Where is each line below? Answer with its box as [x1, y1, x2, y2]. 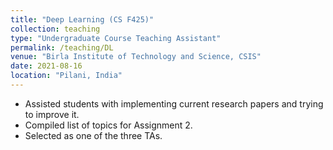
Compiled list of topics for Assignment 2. [24, 119, 193, 131]
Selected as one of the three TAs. [24, 129, 163, 141]
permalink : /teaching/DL [10, 42, 114, 53]
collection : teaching [10, 24, 101, 34]
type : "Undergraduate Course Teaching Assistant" [10, 33, 222, 43]
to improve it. [24, 108, 80, 120]
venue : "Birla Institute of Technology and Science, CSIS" [10, 52, 262, 62]
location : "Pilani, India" [10, 71, 123, 81]
